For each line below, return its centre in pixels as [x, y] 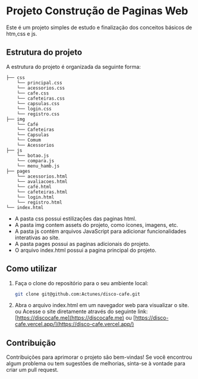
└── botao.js [33, 156]
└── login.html [36, 197]
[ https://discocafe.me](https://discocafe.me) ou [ [75, 318]
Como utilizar [32, 269]
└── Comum [29, 140]
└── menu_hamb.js [38, 166]
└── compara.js [36, 161]
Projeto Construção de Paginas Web [97, 11]
